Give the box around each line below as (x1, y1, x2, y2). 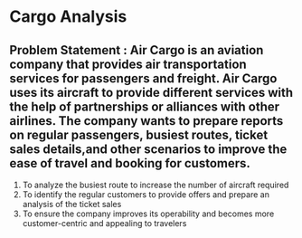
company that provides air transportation (9, 56, 247, 71)
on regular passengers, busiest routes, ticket (9, 127, 269, 142)
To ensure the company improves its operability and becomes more (22, 208, 275, 219)
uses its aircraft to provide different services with (9, 84, 294, 100)
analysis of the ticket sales (22, 199, 122, 209)
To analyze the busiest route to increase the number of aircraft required (22, 179, 289, 190)
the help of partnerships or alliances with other (9, 99, 280, 114)
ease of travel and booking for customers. (9, 156, 251, 171)
